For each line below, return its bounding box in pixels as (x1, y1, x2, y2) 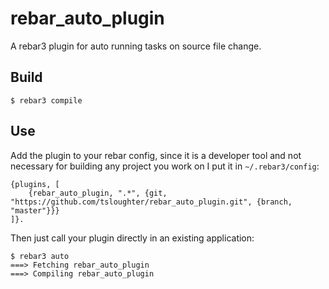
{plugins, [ (10, 179, 60, 189)
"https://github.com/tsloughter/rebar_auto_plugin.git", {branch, (10, 197, 293, 207)
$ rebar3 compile (10, 95, 83, 106)
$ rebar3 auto (10, 251, 70, 261)
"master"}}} (10, 205, 60, 216)
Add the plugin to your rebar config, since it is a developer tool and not (10, 149, 302, 161)
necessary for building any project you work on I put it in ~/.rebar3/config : (10, 160, 320, 172)
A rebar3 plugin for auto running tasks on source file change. (10, 40, 262, 52)
